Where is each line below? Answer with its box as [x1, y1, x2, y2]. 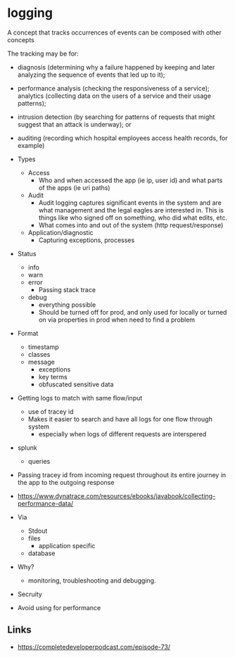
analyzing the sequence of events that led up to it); [17, 70, 165, 79]
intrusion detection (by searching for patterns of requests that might [17, 113, 215, 121]
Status [17, 249, 37, 258]
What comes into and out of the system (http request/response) [38, 220, 224, 229]
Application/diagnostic [27, 228, 94, 236]
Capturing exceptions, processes [38, 236, 135, 244]
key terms [38, 372, 68, 381]
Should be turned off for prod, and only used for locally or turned [38, 308, 227, 316]
